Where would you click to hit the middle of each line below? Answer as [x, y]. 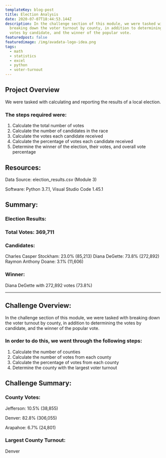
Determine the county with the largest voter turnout [64, 368]
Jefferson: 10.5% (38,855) [32, 408]
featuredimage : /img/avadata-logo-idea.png [51, 42]
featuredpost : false [26, 38]
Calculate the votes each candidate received [58, 136]
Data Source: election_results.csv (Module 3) [51, 179]
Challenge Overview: [38, 306]
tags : [11, 47]
